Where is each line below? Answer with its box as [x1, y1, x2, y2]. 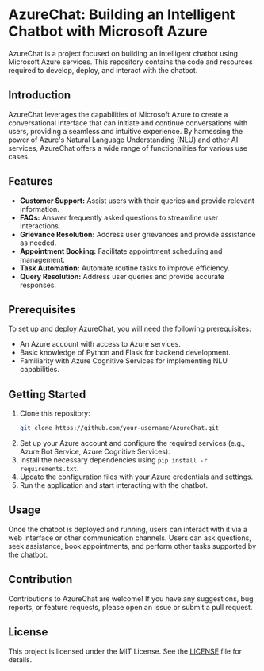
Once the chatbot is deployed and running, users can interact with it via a [8, 524, 248, 534]
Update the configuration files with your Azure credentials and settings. [19, 472, 254, 481]
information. [19, 204, 59, 213]
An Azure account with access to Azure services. [19, 339, 181, 349]
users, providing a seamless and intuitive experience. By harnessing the [8, 126, 243, 136]
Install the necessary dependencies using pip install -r [19, 455, 208, 465]
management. [19, 255, 66, 264]
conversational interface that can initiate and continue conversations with [8, 117, 248, 128]
